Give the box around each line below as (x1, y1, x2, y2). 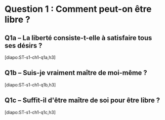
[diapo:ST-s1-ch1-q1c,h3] (4, 109, 56, 115)
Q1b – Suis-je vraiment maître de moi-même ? (4, 69, 148, 77)
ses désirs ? (4, 41, 42, 50)
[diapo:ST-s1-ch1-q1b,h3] (4, 81, 56, 87)
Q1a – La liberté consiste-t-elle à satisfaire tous (4, 34, 152, 42)
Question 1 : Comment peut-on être (4, 3, 152, 15)
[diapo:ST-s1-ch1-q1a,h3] (4, 54, 56, 60)
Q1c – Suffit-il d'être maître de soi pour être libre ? (4, 96, 160, 105)
